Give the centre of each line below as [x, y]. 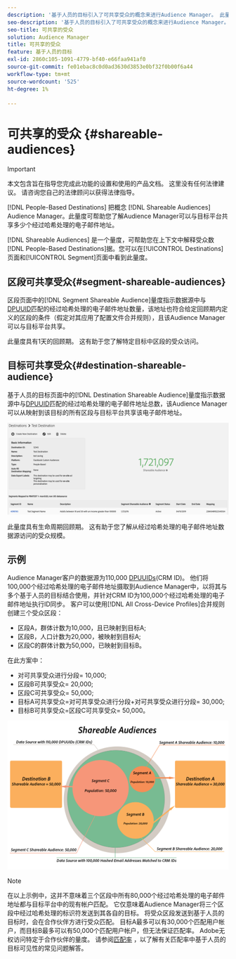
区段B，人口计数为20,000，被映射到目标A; [79, 637]
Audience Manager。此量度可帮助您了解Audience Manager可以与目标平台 [115, 216]
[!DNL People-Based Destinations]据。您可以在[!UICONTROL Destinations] [115, 249]
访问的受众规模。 [44, 535]
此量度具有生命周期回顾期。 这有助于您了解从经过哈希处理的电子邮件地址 [113, 527]
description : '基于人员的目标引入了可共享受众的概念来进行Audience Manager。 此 [116, 15]
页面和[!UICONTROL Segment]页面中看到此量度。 [79, 257]
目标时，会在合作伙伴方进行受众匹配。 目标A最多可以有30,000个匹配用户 [113, 922]
